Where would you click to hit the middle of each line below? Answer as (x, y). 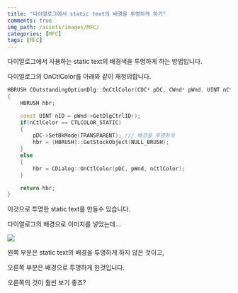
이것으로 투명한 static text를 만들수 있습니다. (69, 209)
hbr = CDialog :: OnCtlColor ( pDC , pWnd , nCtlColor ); (109, 168)
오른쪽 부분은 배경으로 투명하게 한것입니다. (66, 267)
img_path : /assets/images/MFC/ (53, 27)
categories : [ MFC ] (34, 34)
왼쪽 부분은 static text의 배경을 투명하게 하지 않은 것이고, (86, 253)
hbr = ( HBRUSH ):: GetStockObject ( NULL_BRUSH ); (101, 143)
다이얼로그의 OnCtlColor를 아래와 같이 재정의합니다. (79, 77)
